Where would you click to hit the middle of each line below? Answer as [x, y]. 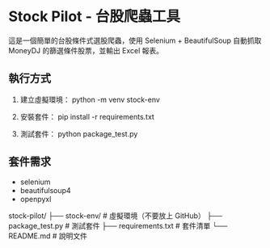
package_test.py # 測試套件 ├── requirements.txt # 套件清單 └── [118, 225]
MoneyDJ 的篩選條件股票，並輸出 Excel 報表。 [86, 50]
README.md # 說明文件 [48, 236]
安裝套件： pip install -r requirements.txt [87, 116]
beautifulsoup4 [45, 190]
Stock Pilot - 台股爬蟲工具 [94, 17]
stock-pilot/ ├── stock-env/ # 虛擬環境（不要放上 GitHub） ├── [115, 216]
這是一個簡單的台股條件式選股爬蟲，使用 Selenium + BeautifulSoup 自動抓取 [135, 40]
